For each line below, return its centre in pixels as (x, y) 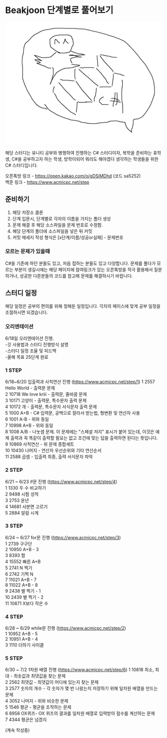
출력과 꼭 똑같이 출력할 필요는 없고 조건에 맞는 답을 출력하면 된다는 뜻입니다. (84, 438)
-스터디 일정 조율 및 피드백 (31, 351)
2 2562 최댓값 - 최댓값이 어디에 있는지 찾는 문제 (52, 682)
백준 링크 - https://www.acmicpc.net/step (47, 182)
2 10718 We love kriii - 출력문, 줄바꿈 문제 (46, 394)
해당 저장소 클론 (28, 212)
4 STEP (14, 617)
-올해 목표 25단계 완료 (27, 357)
